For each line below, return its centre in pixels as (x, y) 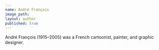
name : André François (27, 10)
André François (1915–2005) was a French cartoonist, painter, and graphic (79, 37)
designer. (14, 43)
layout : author (21, 19)
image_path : (17, 14)
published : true (22, 23)
